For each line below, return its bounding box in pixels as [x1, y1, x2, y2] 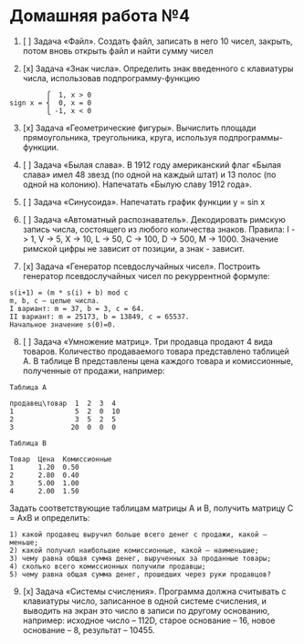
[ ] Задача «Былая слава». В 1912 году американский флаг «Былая [22, 159, 281, 170]
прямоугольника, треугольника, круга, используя [22, 131, 217, 142]
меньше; [9, 537, 39, 547]
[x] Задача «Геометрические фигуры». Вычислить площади [22, 122, 257, 133]
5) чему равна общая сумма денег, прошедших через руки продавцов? [9, 569, 272, 579]
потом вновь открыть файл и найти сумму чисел [22, 45, 214, 56]
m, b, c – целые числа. [9, 296, 100, 306]
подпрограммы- [218, 131, 283, 142]
